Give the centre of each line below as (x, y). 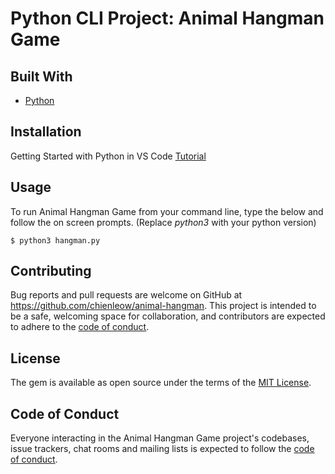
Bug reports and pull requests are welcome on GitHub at (126, 295)
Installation (46, 132)
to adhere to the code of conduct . (80, 327)
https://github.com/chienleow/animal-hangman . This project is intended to (163, 306)
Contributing (51, 271)
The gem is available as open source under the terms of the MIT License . (161, 383)
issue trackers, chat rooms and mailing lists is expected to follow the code (162, 449)
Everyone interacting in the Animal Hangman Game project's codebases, (160, 438)
